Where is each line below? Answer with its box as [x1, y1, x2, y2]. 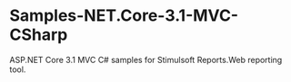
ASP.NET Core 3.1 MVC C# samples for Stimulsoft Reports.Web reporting [9, 54, 283, 65]
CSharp [9, 24, 68, 45]
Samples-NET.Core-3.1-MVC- [9, 5, 239, 26]
